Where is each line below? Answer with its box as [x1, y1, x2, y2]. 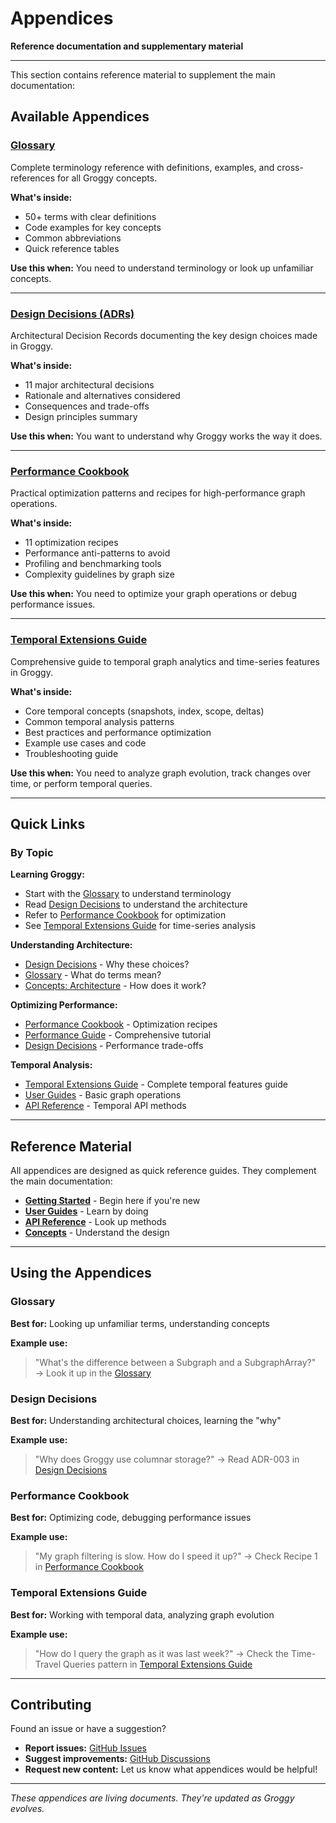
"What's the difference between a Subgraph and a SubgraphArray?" [34, 1356, 317, 1368]
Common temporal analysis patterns [24, 715, 175, 727]
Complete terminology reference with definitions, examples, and [10, 161, 275, 173]
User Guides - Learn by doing [24, 1205, 149, 1217]
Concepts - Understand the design [24, 1227, 170, 1239]
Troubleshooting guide [24, 747, 119, 759]
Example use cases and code [24, 737, 147, 749]
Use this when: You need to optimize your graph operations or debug [10, 588, 297, 600]
